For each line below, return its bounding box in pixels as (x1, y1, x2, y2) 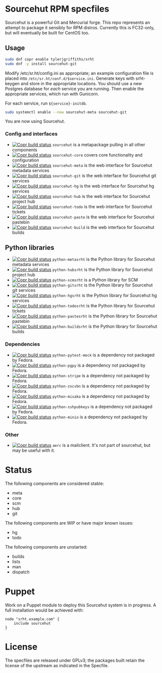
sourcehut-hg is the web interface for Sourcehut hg (52, 183, 154, 189)
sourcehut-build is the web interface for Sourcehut (52, 224, 155, 230)
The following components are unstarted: (5, 544, 88, 550)
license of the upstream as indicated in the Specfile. (5, 662, 109, 668)
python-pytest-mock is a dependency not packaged (52, 352, 155, 358)
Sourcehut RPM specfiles (5, 3, 110, 15)
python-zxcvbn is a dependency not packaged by (52, 383, 150, 389)
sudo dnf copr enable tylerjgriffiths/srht (5, 57, 95, 62)
